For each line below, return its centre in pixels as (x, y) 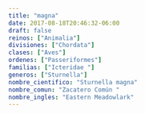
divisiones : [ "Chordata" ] (51, 45)
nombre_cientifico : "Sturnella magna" (73, 82)
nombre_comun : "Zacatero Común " (64, 90)
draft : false (30, 30)
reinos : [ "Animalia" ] (44, 38)
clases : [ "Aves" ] (37, 53)
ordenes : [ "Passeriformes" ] (55, 60)
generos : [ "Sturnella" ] (48, 75)
